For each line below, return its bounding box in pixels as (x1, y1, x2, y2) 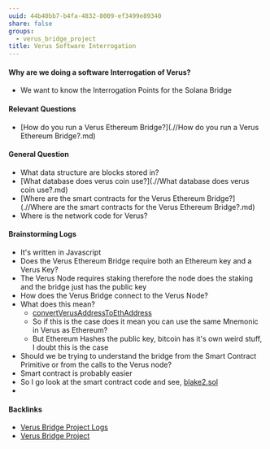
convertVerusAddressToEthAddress (32, 307, 152, 317)
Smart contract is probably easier (20, 368, 133, 378)
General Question (8, 150, 69, 159)
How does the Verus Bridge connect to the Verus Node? (20, 290, 209, 300)
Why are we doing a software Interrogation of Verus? (8, 67, 191, 77)
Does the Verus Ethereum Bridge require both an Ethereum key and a (20, 255, 252, 265)
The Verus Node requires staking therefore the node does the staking (20, 273, 254, 283)
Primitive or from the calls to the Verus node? (20, 360, 172, 369)
